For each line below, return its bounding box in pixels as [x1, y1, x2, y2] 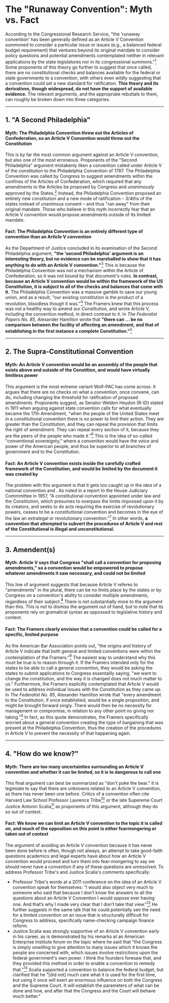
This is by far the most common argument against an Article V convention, [5, 152, 159, 158]
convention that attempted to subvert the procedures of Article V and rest [5, 521, 163, 527]
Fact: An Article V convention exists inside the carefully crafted [5, 460, 141, 466]
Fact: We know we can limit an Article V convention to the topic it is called [5, 820, 162, 826]
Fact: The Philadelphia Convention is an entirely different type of [5, 228, 143, 234]
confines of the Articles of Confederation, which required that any [5, 178, 142, 185]
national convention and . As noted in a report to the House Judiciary [5, 487, 148, 493]
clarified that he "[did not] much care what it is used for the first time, [12, 972, 156, 978]
